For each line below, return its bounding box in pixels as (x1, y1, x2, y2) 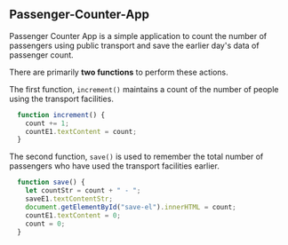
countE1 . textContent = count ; (25, 127, 138, 136)
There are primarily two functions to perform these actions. (9, 67, 228, 77)
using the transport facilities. (9, 93, 114, 104)
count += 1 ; (25, 119, 69, 128)
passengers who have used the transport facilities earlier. (9, 161, 220, 171)
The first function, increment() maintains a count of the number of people (9, 83, 279, 94)
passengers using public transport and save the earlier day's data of (9, 40, 260, 51)
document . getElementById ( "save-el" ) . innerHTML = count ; (25, 202, 237, 211)
